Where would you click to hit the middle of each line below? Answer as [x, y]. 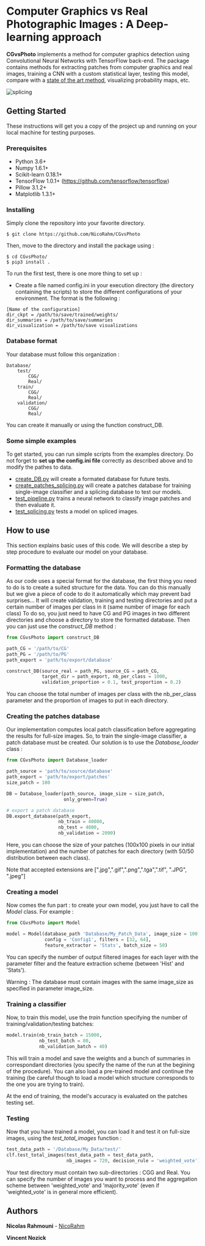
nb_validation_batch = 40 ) [73, 1046]
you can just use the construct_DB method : [61, 626]
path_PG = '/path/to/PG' [38, 654]
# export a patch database [41, 810]
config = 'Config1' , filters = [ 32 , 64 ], [98, 940]
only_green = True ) [86, 799]
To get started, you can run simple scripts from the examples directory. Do [100, 454]
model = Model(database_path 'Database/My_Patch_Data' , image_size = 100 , [103, 934]
